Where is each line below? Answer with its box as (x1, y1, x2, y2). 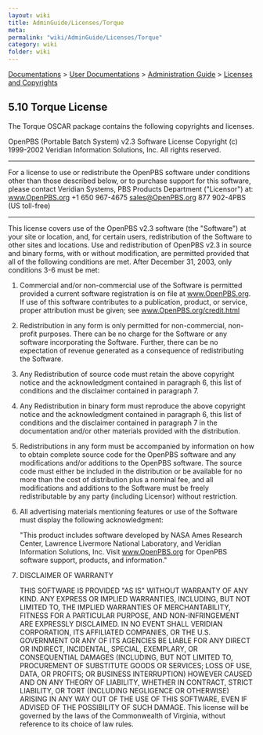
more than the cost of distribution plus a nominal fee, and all (19, 474, 214, 484)
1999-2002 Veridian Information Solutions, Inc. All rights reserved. (8, 144, 222, 154)
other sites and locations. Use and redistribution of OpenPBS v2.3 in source (8, 240, 252, 250)
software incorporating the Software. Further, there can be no (19, 337, 218, 346)
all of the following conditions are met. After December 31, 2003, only (8, 257, 232, 266)
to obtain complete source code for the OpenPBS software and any (19, 449, 236, 459)
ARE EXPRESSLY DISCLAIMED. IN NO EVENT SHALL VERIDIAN (19, 619, 223, 628)
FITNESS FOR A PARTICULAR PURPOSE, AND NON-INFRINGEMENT (19, 610, 240, 620)
